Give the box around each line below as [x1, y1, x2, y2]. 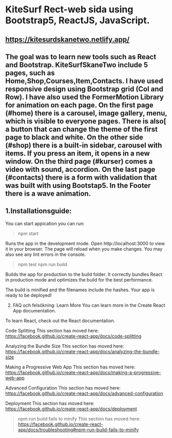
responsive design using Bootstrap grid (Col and [5, 84, 163, 93]
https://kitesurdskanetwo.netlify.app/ [5, 35, 130, 44]
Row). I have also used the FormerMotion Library [5, 93, 164, 101]
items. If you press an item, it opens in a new [5, 149, 150, 157]
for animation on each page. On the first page [5, 100, 154, 109]
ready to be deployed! [5, 292, 52, 298]
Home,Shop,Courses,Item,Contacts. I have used [5, 76, 163, 85]
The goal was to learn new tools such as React [5, 52, 157, 61]
